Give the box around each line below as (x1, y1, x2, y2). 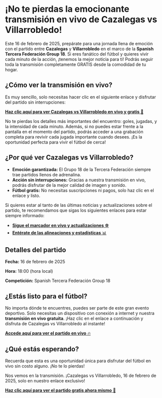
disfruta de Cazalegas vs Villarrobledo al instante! (5, 321, 105, 327)
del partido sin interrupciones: (5, 99, 66, 105)
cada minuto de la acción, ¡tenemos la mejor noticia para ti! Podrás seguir (5, 56, 153, 62)
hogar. (5, 66, 18, 72)
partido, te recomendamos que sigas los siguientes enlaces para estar (5, 207, 147, 213)
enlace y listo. (12, 193, 41, 199)
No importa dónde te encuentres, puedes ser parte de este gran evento (5, 305, 149, 311)
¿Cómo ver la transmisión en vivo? (5, 81, 113, 89)
